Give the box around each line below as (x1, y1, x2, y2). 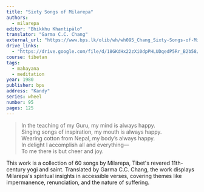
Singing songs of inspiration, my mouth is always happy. (21, 128, 162, 135)
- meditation (12, 71, 45, 77)
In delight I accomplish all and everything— (21, 141, 129, 148)
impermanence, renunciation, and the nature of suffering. (6, 179, 150, 186)
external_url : (6, 37, 42, 43)
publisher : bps (6, 83, 45, 89)
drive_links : (6, 43, 39, 49)
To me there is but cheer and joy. (21, 147, 104, 155)
